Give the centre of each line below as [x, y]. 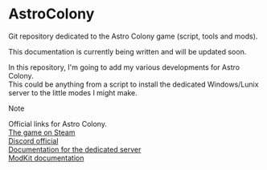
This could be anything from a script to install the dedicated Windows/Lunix [133, 84]
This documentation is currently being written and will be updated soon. [127, 51]
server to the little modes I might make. [73, 92]
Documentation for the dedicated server [75, 149]
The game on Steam [42, 132]
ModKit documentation [46, 158]
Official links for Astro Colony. [58, 123]
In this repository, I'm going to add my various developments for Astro [124, 67]
